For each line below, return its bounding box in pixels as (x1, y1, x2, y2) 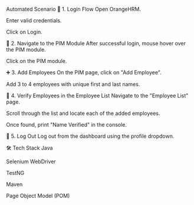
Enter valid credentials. (6, 17, 62, 24)
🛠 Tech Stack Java (6, 144, 53, 151)
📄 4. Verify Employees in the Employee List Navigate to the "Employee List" (6, 92, 189, 99)
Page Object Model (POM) (6, 192, 70, 199)
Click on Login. (6, 28, 42, 35)
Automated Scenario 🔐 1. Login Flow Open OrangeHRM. (6, 6, 142, 12)
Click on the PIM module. (6, 58, 67, 64)
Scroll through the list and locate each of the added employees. (6, 110, 160, 117)
